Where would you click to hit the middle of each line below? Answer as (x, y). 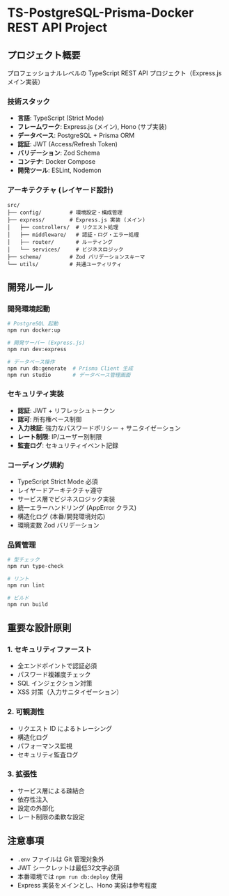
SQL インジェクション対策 (55, 683)
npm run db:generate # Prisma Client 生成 (70, 368)
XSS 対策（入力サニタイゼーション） (70, 692)
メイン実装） (25, 82)
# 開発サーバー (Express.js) (46, 343)
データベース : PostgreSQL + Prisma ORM (76, 136)
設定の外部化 (35, 808)
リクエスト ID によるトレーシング (65, 728)
